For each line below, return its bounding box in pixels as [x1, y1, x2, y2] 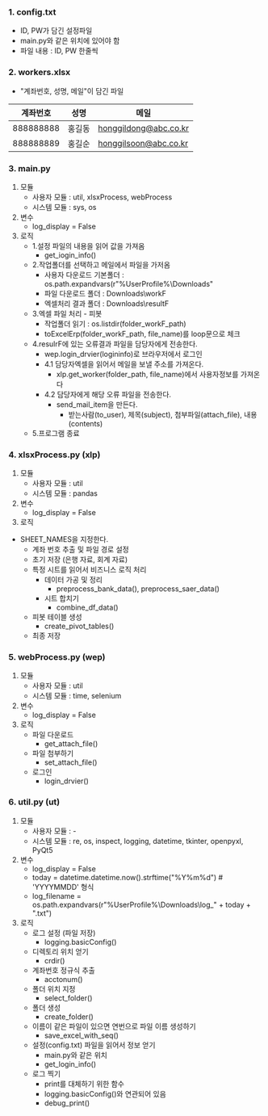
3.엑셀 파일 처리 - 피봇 [31, 308, 103, 318]
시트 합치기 [44, 594, 79, 603]
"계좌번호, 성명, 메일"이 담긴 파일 [19, 86, 124, 95]
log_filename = [31, 891, 82, 900]
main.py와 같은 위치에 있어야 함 [19, 36, 120, 46]
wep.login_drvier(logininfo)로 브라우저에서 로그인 [44, 349, 203, 359]
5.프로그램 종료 [31, 428, 80, 438]
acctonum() [44, 974, 83, 984]
